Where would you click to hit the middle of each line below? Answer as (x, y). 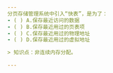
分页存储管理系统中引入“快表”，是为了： (58, 14)
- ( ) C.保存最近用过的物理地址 (49, 33)
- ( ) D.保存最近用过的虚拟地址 (49, 40)
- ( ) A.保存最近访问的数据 (44, 20)
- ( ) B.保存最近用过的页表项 (46, 27)
